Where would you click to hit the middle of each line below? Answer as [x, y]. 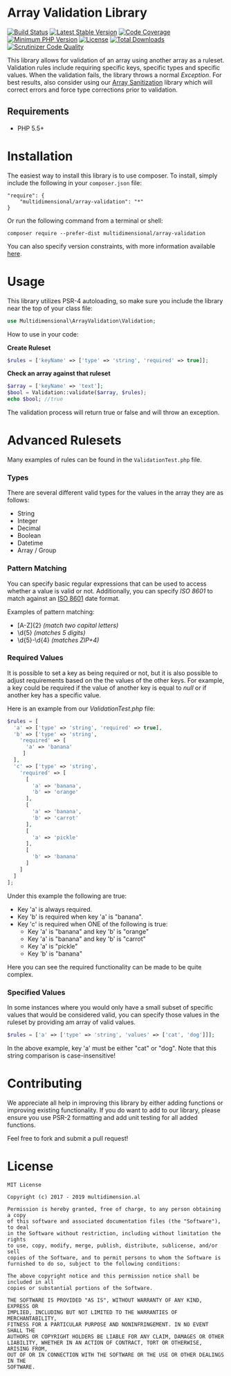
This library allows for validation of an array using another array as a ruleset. [116, 60]
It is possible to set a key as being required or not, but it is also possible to [113, 673]
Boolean [29, 536]
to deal [18, 1227]
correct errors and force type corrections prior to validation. [92, 90]
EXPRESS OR [23, 1306]
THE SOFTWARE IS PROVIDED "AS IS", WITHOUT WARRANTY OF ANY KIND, [105, 1300]
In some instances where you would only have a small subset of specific [110, 1007]
